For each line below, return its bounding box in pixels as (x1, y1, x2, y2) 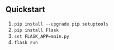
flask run (13, 40, 39, 45)
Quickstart (5, 5, 46, 15)
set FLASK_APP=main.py (13, 33, 70, 40)
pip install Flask (13, 27, 59, 33)
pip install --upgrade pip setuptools (13, 21, 109, 27)
